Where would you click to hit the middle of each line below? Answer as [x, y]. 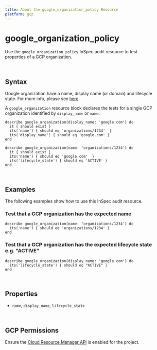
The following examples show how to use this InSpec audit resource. [74, 201]
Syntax [16, 82]
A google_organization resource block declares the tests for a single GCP [79, 108]
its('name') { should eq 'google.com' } [52, 157]
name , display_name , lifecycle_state [48, 306]
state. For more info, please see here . [43, 99]
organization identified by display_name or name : [52, 113]
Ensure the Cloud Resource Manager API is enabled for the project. [72, 342]
